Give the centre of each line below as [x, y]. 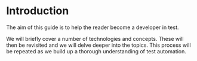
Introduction [38, 11]
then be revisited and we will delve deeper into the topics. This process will [98, 45]
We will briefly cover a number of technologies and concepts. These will [95, 38]
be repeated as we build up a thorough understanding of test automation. [96, 51]
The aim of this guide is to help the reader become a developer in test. [93, 27]
